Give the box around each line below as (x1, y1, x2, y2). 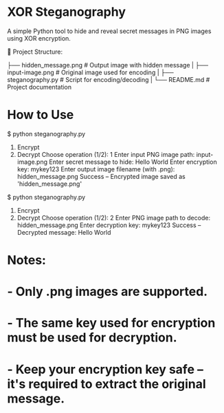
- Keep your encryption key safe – (7, 361, 204, 377)
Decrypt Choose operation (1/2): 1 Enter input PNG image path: (16, 150, 195, 158)
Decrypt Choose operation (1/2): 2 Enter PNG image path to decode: (16, 213, 211, 222)
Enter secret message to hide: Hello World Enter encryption (49, 158, 218, 166)
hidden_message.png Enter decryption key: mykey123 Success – (16, 221, 201, 229)
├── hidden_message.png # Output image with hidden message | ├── (7, 61, 208, 69)
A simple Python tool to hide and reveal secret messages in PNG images (7, 27, 212, 35)
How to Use (7, 107, 74, 123)
